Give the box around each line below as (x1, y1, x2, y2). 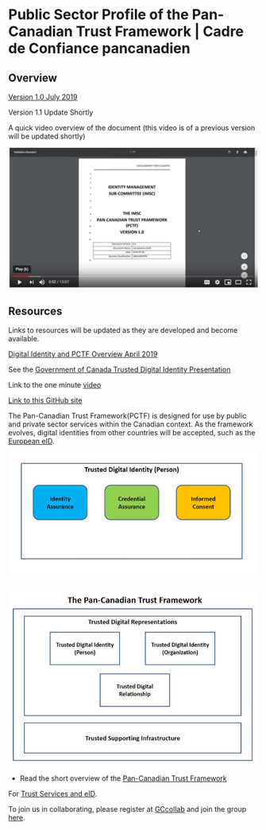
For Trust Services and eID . (8, 789, 98, 798)
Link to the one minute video (8, 380, 102, 390)
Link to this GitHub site (8, 396, 83, 405)
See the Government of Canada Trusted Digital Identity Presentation (8, 364, 231, 375)
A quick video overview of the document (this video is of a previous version (8, 123, 256, 132)
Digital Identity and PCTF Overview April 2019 (8, 349, 158, 359)
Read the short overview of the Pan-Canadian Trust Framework (19, 773, 228, 783)
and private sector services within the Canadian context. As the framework (8, 419, 253, 429)
